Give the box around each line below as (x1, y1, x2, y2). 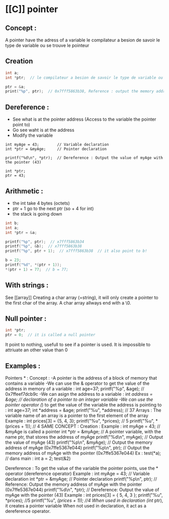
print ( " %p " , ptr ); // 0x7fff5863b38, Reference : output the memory (5, 89, 154, 94)
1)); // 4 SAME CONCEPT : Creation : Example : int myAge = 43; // (25, 423, 160, 429)
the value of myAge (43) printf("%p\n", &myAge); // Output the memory (5, 439, 152, 445)
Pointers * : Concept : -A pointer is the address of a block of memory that (5, 375, 157, 381)
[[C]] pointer (5, 4, 58, 15)
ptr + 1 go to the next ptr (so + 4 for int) (12, 205, 94, 212)
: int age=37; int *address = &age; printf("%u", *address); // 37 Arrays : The (5, 407, 161, 413)
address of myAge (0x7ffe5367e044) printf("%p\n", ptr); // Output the (5, 445, 150, 450)
